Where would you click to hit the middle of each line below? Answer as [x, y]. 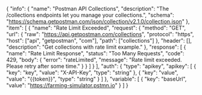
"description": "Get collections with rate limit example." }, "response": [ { [96, 47]
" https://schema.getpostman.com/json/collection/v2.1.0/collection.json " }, [98, 21]
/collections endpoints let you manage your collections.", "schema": [90, 15]
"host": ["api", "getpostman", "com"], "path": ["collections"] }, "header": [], [99, 41]
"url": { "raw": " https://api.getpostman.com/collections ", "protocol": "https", [100, 34]
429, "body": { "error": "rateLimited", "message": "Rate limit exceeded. [94, 60]
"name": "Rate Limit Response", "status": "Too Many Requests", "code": [96, 53]
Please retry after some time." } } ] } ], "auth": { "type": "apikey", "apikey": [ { [101, 66]
